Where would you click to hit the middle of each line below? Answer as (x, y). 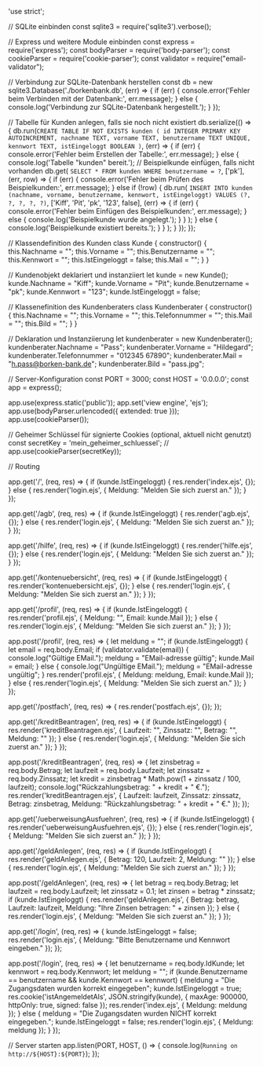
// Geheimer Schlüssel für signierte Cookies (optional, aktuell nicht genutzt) (130, 434)
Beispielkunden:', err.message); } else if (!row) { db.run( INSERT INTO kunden (130, 187)
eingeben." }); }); (35, 948)
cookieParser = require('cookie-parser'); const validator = (102, 59)
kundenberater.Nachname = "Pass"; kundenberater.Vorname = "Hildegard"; (131, 347)
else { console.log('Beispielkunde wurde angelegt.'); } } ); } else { (113, 220)
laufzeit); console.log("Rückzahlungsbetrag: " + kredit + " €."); (109, 787)
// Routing (24, 466)
